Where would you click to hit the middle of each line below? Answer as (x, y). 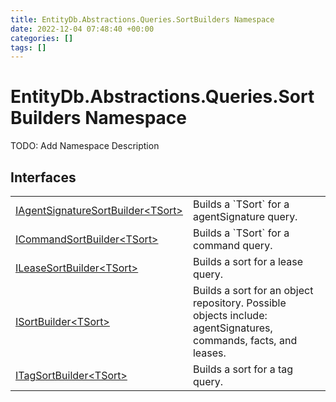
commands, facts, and (245, 340)
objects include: (230, 315)
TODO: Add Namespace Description (85, 146)
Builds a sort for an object (253, 290)
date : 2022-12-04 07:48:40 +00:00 (82, 29)
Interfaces (43, 177)
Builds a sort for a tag (243, 369)
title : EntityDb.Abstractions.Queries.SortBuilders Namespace (142, 19)
